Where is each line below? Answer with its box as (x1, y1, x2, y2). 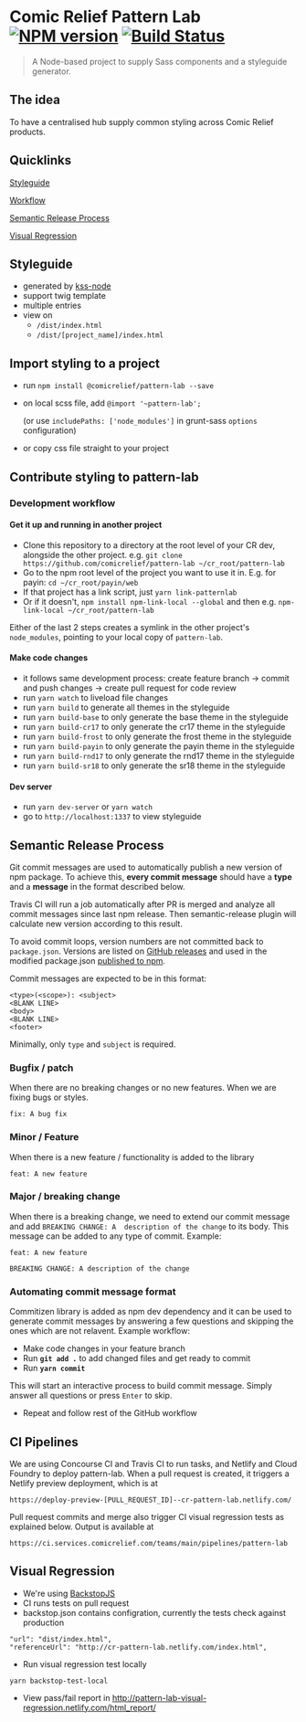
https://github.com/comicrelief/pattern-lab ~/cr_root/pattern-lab (22, 559, 285, 568)
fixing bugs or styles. (9, 1092, 89, 1103)
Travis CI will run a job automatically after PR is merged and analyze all (9, 898, 276, 910)
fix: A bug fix (9, 1110, 68, 1119)
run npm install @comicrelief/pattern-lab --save (22, 380, 215, 391)
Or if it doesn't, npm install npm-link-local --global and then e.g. (22, 596, 277, 607)
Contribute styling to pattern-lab (9, 469, 199, 485)
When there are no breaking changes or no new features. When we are (9, 1083, 277, 1093)
